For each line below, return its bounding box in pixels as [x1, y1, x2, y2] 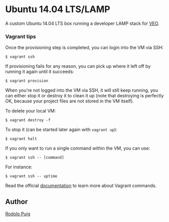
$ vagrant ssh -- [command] [5, 155, 65, 160]
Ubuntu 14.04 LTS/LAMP [5, 4, 110, 15]
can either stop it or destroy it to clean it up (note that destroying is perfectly [5, 93, 164, 99]
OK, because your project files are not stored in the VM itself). [5, 98, 134, 104]
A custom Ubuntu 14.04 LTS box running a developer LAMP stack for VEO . [5, 20, 160, 26]
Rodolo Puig [5, 211, 31, 217]
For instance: [5, 164, 33, 170]
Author [5, 197, 28, 206]
